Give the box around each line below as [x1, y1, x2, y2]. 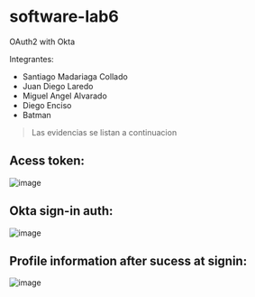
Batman [22, 109, 51, 120]
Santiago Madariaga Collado [22, 70, 128, 82]
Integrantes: [9, 53, 54, 64]
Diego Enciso [22, 99, 72, 110]
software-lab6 [9, 6, 119, 27]
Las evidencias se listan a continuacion [31, 126, 178, 137]
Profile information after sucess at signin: [9, 253, 248, 268]
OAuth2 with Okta [9, 36, 76, 47]
